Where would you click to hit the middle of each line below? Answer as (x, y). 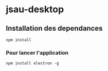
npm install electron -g (32, 63)
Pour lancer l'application (37, 53)
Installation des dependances (54, 28)
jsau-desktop (35, 9)
